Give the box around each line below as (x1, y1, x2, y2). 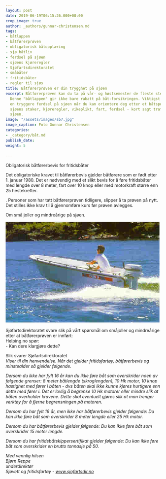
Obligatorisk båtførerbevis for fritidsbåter (5, 163, 89, 169)
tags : (5, 29, 17, 34)
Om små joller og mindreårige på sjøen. (5, 212, 86, 218)
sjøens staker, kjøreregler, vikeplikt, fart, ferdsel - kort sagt (10, 106, 152, 112)
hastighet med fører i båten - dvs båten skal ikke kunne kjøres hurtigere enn (5, 383, 161, 389)
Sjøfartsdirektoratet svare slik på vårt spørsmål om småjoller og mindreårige (5, 328, 160, 334)
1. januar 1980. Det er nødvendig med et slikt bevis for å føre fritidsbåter (5, 177, 151, 183)
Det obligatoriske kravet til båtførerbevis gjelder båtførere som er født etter (5, 172, 157, 178)
